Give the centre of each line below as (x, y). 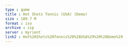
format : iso (19, 23)
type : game (17, 10)
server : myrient (23, 32)
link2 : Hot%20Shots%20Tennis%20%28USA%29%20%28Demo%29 (64, 37)
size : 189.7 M (21, 19)
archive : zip (20, 28)
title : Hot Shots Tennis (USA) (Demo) (46, 14)
